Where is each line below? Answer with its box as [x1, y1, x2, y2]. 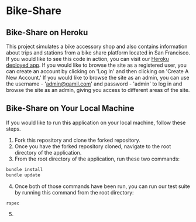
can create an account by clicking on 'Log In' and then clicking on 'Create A [6, 68, 189, 74]
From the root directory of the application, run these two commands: [14, 155, 180, 162]
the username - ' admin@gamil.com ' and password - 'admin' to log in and [6, 80, 183, 87]
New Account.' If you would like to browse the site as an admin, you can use [6, 74, 190, 81]
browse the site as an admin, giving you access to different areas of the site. [6, 87, 190, 93]
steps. [6, 125, 21, 132]
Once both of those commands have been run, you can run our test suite [14, 183, 190, 190]
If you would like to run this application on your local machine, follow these [6, 119, 186, 126]
